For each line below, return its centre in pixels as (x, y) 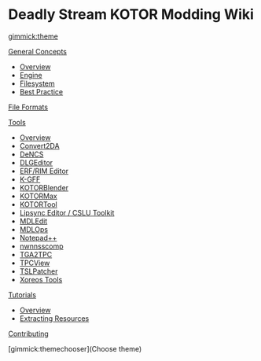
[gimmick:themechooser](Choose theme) (75, 348)
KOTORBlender (44, 187)
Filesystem (37, 83)
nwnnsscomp (42, 246)
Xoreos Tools (41, 279)
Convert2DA (40, 146)
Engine (31, 75)
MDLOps (34, 229)
